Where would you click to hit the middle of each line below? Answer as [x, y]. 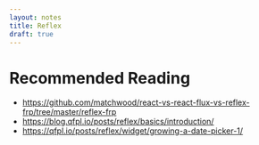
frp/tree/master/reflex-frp [69, 112]
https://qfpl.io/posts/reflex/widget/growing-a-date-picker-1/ [133, 131]
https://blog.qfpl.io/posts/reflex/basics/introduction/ [118, 122]
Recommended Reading [100, 78]
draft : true [31, 34]
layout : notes [36, 17]
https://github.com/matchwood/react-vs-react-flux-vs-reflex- [136, 102]
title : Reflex [36, 26]
